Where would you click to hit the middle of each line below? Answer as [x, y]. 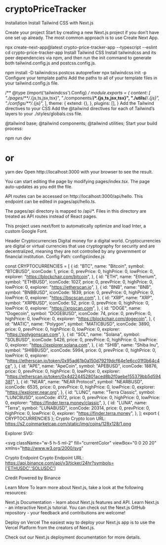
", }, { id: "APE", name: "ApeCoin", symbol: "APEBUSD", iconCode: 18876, [84, 366]
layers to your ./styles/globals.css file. [44, 114]
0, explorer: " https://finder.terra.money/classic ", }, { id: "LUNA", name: [76, 403]
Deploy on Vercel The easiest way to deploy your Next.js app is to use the [80, 522]
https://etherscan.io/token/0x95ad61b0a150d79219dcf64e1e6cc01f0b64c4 [83, 361]
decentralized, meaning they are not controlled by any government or [76, 251]
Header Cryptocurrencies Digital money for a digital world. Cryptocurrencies [83, 240]
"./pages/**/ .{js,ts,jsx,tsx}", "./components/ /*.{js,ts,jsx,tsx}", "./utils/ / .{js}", [82, 98]
